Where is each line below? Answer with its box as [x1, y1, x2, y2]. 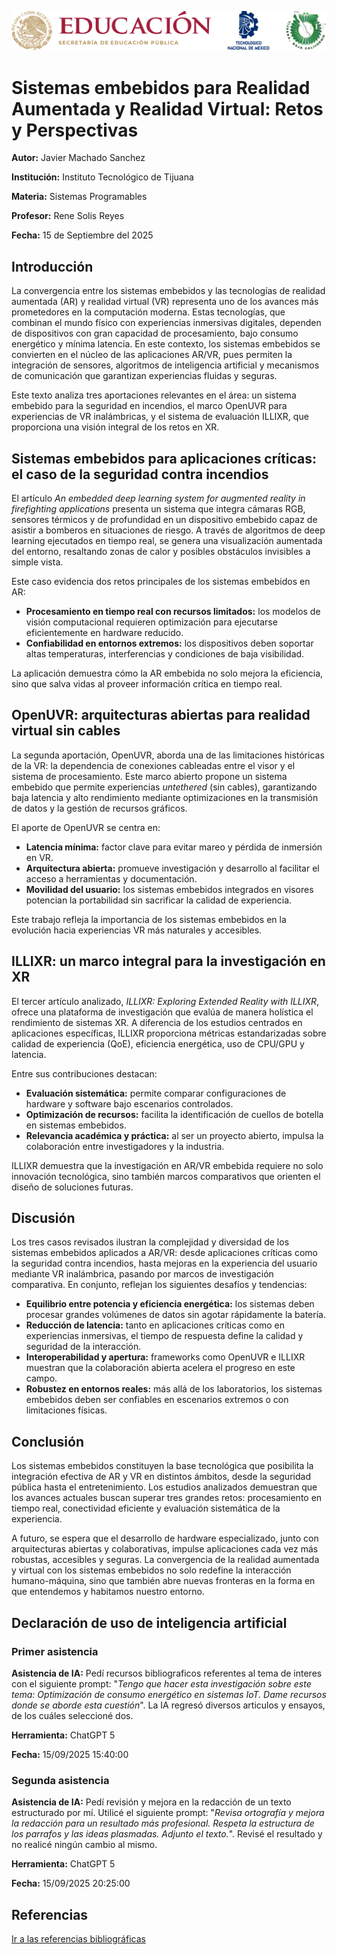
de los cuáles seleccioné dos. [11, 1709, 134, 1721]
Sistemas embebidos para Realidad [11, 76, 311, 99]
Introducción [11, 258, 94, 275]
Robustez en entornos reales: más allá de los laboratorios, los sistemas [25, 1383, 323, 1395]
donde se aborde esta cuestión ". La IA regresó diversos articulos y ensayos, [11, 1699, 326, 1711]
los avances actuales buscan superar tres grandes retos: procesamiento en [11, 1492, 323, 1504]
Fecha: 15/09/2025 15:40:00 [11, 1748, 129, 1760]
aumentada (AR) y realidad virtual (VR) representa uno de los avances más [11, 296, 319, 308]
